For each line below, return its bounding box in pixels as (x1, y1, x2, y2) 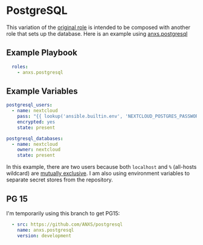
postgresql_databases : (6, 136, 63, 142)
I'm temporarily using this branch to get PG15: (6, 210, 120, 217)
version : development (17, 232, 71, 239)
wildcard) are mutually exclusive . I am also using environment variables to (6, 170, 190, 177)
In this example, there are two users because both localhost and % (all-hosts (6, 163, 197, 171)
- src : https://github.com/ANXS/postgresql (11, 221, 123, 227)
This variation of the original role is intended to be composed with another (6, 24, 191, 31)
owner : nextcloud (17, 146, 61, 153)
